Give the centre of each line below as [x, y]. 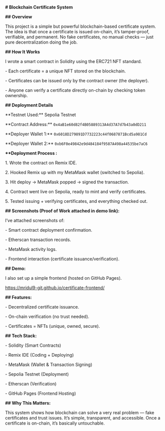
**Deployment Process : [31, 153]
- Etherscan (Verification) [31, 384]
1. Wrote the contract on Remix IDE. [41, 163]
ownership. [17, 95]
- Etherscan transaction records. [38, 240]
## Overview [19, 17]
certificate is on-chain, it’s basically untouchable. [55, 423]
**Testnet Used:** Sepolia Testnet [41, 115]
